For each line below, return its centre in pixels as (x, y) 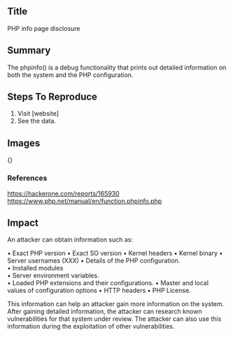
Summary (29, 51)
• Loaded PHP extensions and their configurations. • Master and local (108, 283)
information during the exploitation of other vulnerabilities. (91, 326)
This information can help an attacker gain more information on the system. (116, 304)
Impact (23, 222)
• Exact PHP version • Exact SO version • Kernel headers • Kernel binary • (115, 253)
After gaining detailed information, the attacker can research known (105, 312)
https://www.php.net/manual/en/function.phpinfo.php (85, 201)
